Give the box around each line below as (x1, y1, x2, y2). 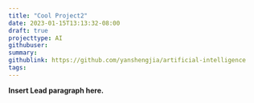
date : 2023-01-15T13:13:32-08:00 (8, 19, 121, 27)
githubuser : (8, 42, 48, 50)
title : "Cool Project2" (8, 11, 88, 20)
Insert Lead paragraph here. (8, 85, 104, 95)
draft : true (8, 26, 48, 34)
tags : (8, 64, 27, 72)
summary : (8, 49, 38, 57)
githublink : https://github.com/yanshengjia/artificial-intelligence (8, 57, 247, 65)
